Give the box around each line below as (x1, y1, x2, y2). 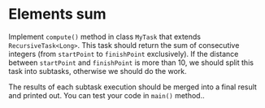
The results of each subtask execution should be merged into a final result (8, 82, 258, 92)
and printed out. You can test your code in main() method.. (8, 90, 205, 100)
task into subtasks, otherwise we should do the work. (8, 66, 187, 76)
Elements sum (8, 5, 106, 24)
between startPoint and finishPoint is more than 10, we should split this (8, 58, 254, 67)
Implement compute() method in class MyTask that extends (8, 32, 202, 41)
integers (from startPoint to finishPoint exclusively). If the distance (8, 49, 239, 58)
